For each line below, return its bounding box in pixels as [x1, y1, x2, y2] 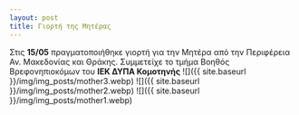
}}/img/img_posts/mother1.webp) [9, 94, 133, 105]
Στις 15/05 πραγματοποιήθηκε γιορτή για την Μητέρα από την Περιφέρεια [9, 46, 291, 57]
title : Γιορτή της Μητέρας [9, 22, 111, 31]
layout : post [9, 13, 59, 23]
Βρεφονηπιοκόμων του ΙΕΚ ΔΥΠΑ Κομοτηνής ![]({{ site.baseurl [9, 65, 246, 77]
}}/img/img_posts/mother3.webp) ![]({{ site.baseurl [9, 75, 200, 86]
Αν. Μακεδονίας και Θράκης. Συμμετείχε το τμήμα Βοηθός [9, 56, 230, 67]
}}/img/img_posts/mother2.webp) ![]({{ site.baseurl [9, 85, 200, 96]
